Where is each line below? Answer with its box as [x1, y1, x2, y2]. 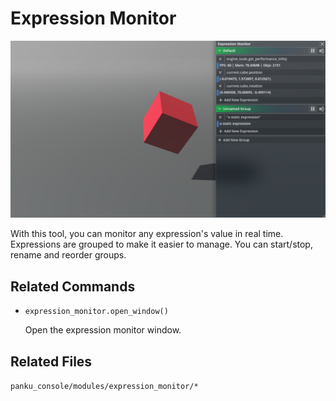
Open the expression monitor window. [24, 324, 182, 336]
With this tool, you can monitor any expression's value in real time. [10, 228, 284, 240]
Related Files [10, 353, 93, 370]
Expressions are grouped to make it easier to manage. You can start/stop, [10, 238, 313, 251]
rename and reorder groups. [10, 249, 127, 261]
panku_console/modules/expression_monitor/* [10, 382, 199, 392]
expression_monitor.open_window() [24, 307, 169, 317]
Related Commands [10, 278, 136, 295]
